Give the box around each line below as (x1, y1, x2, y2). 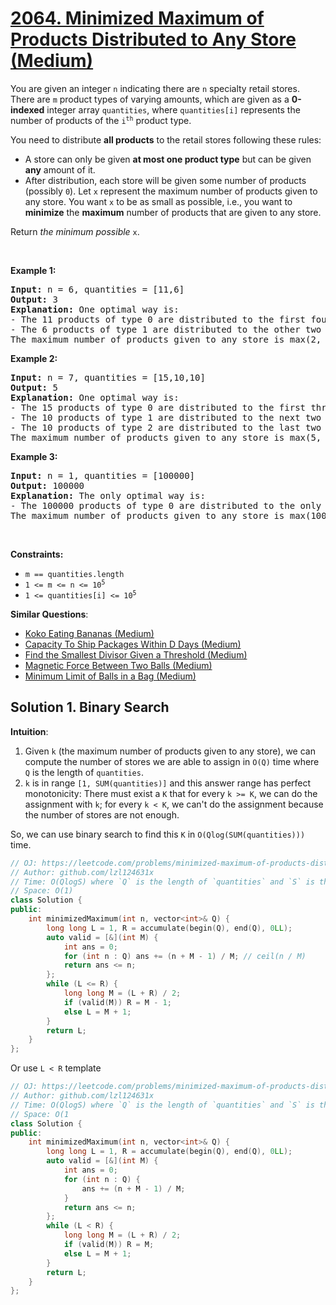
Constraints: (10, 548, 64, 560)
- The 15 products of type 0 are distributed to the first (10, 402, 307, 413)
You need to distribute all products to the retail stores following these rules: (10, 133, 322, 146)
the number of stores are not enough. (24, 808, 180, 821)
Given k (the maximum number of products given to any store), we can (24, 745, 316, 757)
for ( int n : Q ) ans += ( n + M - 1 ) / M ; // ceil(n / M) (63, 951, 307, 961)
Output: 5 (10, 382, 58, 393)
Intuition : (10, 725, 49, 737)
